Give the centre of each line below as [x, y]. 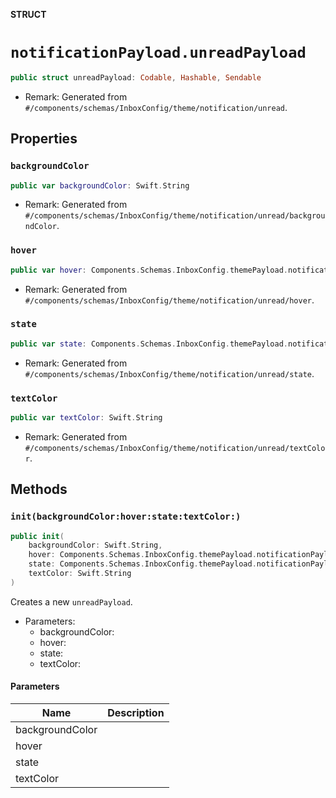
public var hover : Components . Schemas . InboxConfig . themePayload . [149, 270]
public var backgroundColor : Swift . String [100, 185]
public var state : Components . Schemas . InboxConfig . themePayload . [149, 344]
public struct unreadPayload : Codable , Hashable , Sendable [136, 77]
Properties [44, 139]
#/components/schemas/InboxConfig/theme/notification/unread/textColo [175, 448]
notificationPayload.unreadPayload [158, 53]
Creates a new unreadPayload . [71, 601]
